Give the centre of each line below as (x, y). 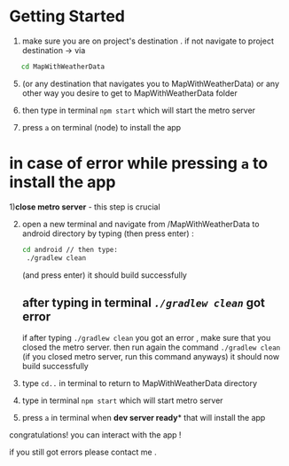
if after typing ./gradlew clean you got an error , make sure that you (146, 338)
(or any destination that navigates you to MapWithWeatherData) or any (151, 83)
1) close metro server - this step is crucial (85, 207)
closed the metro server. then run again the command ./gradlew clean (151, 347)
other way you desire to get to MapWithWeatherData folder (129, 93)
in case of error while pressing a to (139, 163)
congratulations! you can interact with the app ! (95, 435)
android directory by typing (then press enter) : (108, 233)
